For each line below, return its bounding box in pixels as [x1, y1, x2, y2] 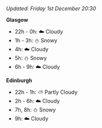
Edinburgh [6, 77, 32, 84]
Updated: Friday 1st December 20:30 [6, 5, 96, 12]
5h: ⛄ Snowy [14, 55, 47, 61]
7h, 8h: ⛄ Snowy [14, 106, 56, 113]
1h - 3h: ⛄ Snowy [14, 37, 58, 43]
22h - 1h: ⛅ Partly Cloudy [14, 89, 78, 96]
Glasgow [6, 16, 28, 23]
